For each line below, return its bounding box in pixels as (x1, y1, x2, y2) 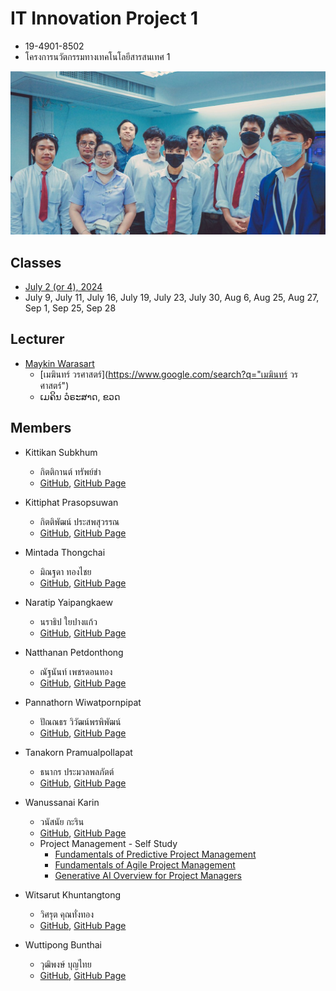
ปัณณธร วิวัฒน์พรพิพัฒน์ (39, 715, 122, 727)
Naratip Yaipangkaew (24, 596, 113, 608)
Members (10, 420, 72, 437)
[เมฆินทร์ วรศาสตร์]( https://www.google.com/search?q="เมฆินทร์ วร (39, 368, 299, 380)
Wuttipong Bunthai (24, 938, 103, 951)
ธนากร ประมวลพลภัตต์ (39, 765, 115, 777)
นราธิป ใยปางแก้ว (39, 615, 98, 627)
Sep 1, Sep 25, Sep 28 (24, 302, 117, 314)
